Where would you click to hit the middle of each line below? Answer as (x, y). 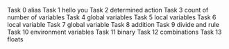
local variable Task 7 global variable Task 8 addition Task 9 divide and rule (113, 24)
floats (15, 39)
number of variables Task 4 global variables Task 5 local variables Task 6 (112, 17)
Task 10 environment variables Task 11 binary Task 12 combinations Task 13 (114, 32)
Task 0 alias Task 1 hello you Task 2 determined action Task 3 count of (108, 10)
